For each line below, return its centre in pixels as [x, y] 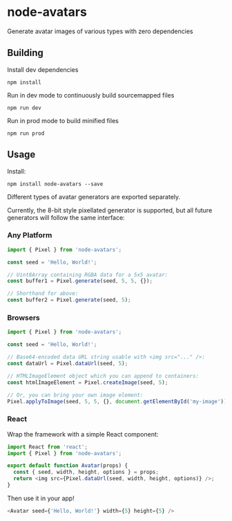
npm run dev [24, 108]
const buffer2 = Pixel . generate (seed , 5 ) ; [69, 300]
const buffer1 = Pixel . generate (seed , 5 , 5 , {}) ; [80, 281]
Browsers [23, 318]
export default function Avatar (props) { [68, 466]
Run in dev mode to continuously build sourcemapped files [91, 95]
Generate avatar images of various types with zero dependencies [100, 31]
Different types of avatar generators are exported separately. [94, 196]
